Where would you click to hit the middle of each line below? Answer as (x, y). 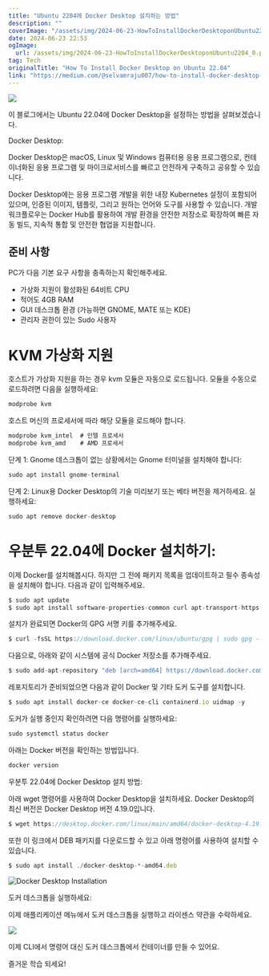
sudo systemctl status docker (59, 734)
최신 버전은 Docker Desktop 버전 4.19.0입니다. (82, 808)
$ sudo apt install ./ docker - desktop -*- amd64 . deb (93, 865)
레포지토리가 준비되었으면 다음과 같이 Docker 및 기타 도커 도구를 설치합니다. (127, 687)
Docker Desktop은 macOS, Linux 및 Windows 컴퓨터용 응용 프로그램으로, (125, 157)
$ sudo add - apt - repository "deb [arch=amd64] (85, 671)
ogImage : (23, 46)
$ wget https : (32, 823)
